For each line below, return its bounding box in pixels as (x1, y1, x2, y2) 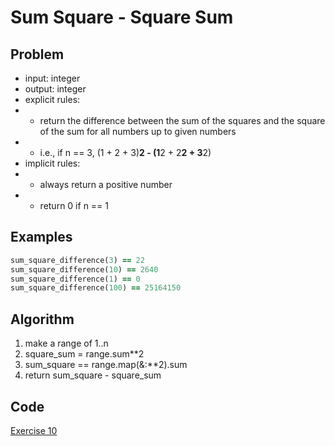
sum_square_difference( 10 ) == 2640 (10, 264, 159, 275)
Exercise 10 (10, 424, 58, 436)
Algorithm (10, 311, 75, 328)
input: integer (24, 72, 81, 84)
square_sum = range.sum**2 (24, 348, 145, 360)
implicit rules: (24, 157, 81, 169)
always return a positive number (39, 179, 173, 190)
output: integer (24, 83, 87, 95)
